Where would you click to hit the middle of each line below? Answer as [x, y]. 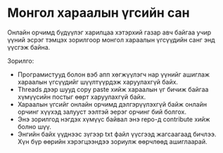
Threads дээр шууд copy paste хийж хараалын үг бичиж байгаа [113, 89]
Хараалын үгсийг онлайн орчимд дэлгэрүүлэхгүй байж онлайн [112, 104]
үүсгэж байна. [29, 47]
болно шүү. [34, 126]
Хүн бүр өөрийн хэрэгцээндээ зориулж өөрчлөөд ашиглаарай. [112, 141]
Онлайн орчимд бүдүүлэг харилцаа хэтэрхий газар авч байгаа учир [109, 32]
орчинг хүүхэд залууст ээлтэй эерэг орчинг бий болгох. [102, 112]
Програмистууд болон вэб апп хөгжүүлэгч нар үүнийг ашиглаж [113, 74]
